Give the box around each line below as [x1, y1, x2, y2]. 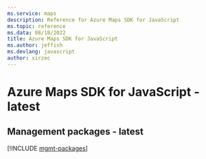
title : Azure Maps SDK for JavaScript [7, 36, 118, 42]
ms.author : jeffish [7, 42, 63, 49]
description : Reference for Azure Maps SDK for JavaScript [7, 16, 180, 23]
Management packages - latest [7, 126, 144, 138]
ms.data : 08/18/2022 [7, 29, 67, 36]
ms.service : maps [7, 10, 57, 17]
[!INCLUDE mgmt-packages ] [7, 144, 88, 152]
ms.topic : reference [7, 23, 67, 29]
